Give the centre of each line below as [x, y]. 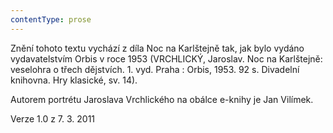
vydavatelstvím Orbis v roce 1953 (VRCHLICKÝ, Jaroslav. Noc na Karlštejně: [166, 58]
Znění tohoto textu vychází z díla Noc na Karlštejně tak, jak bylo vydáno [157, 48]
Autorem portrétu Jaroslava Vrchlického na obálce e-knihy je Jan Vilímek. [162, 99]
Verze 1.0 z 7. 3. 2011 [53, 118]
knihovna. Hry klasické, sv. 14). [74, 80]
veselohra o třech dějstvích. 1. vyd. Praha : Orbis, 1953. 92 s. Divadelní [155, 69]
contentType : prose [51, 19]
